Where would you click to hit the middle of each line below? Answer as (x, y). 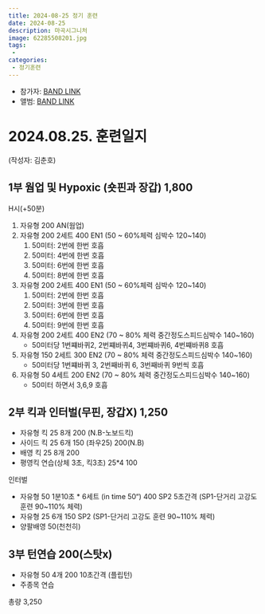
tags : (17, 45)
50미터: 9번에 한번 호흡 (68, 325)
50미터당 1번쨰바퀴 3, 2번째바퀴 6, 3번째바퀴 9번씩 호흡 (118, 364)
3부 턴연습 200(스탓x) (60, 554)
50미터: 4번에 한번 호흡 (68, 255)
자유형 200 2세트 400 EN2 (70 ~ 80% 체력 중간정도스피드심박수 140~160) (137, 335)
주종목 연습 (37, 585)
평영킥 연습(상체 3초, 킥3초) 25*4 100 (78, 462)
